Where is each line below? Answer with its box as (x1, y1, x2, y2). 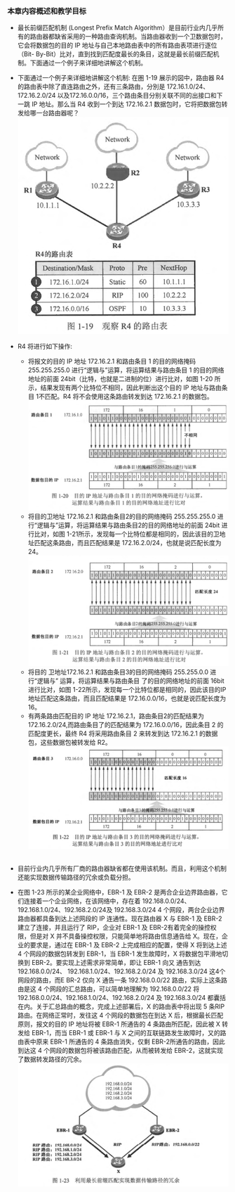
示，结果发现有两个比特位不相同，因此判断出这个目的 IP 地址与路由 (27, 383, 222, 392)
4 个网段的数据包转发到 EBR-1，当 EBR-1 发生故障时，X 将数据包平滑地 (17, 949, 222, 958)
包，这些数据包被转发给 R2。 (27, 738, 112, 746)
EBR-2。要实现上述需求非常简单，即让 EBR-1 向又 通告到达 (31, 958, 201, 966)
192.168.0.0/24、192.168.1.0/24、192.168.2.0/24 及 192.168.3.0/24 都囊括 (17, 993, 227, 1001)
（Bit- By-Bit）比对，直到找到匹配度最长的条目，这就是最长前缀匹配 (17, 50, 214, 58)
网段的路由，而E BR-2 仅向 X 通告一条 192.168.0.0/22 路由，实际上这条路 (17, 975, 228, 984)
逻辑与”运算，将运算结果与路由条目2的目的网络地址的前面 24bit (36, 521, 220, 530)
